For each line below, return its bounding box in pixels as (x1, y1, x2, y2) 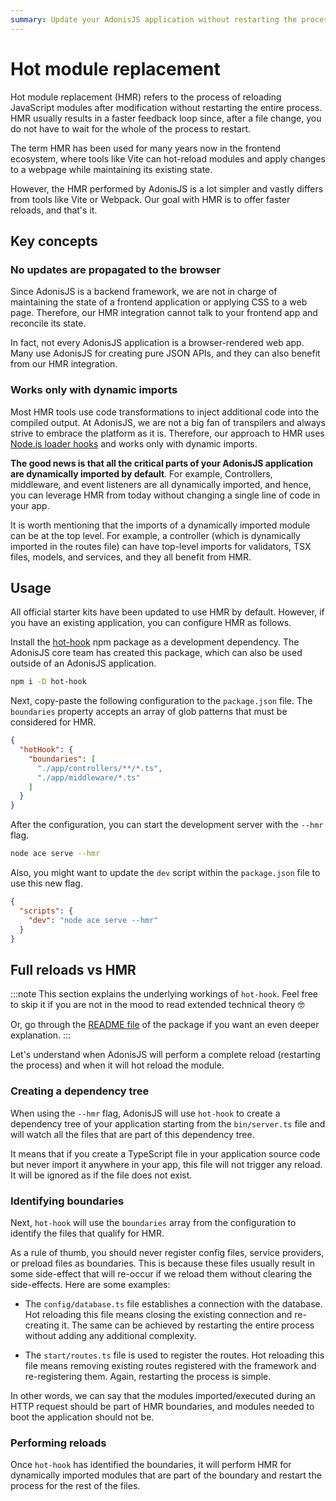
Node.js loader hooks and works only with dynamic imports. (10, 437, 258, 450)
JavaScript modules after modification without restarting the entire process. (10, 101, 323, 113)
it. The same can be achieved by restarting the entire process (61, 1319, 315, 1331)
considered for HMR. (10, 716, 97, 728)
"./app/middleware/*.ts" (36, 772, 141, 783)
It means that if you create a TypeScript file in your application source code (10, 1147, 321, 1160)
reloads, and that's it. (10, 204, 98, 216)
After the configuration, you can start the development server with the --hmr (10, 819, 324, 831)
